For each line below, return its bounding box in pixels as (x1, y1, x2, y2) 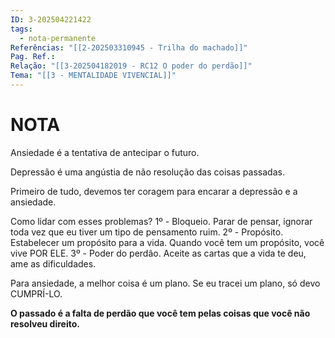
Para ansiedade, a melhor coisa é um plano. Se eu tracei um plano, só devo (10, 277, 321, 289)
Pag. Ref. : (10, 52, 56, 62)
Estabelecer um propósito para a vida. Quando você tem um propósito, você (10, 236, 325, 248)
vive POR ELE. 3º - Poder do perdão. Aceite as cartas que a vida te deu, (10, 247, 307, 259)
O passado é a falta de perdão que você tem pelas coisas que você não (10, 307, 311, 319)
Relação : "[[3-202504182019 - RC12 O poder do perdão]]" (10, 61, 253, 71)
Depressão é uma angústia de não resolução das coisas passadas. (10, 166, 285, 178)
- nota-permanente (19, 33, 97, 43)
